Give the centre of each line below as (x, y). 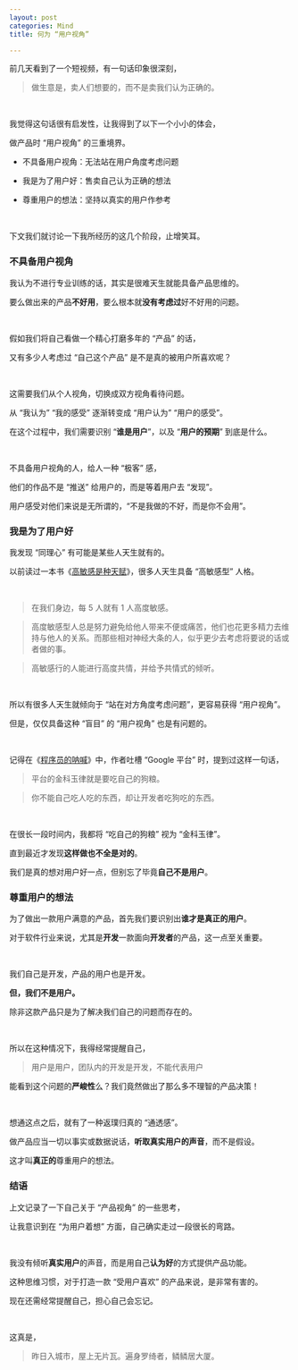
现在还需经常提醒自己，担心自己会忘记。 (83, 1300)
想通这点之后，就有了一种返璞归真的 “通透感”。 (96, 1122)
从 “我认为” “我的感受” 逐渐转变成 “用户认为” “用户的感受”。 (119, 412)
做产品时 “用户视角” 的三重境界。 (70, 143)
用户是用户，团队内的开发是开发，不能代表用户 (117, 1067)
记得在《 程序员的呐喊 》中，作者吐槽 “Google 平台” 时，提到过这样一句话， (146, 759)
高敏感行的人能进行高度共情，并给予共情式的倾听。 (125, 668)
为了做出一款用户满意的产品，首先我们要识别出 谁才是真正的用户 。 (130, 918)
